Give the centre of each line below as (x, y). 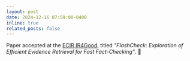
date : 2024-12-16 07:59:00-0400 (46, 17)
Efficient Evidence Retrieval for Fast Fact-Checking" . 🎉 (74, 52)
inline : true (22, 23)
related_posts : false (33, 28)
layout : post (22, 12)
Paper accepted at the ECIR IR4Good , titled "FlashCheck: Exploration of (95, 45)
